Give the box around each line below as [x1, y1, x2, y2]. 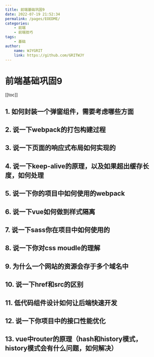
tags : [5, 35, 16, 40]
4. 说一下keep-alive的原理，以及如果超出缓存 [5, 162, 143, 170]
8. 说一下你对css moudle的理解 [5, 244, 101, 253]
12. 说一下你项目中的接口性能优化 [5, 317, 106, 325]
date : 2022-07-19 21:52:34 [5, 12, 60, 17]
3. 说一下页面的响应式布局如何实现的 [5, 144, 116, 152]
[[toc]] [5, 92, 18, 98]
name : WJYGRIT [14, 48, 43, 53]
